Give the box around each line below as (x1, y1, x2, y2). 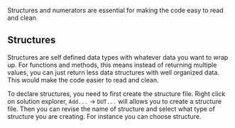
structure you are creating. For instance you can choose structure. (7, 112, 202, 120)
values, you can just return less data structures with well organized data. (7, 68, 220, 77)
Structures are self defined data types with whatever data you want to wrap (7, 53, 229, 61)
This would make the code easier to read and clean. (7, 75, 159, 84)
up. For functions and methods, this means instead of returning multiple (7, 60, 217, 69)
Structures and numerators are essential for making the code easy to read (7, 6, 224, 14)
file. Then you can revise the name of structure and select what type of (7, 105, 215, 113)
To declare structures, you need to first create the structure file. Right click (7, 89, 226, 98)
